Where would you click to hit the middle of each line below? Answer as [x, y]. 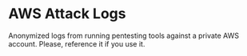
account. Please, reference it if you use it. [77, 43]
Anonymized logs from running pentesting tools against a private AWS [124, 35]
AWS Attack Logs [67, 14]
